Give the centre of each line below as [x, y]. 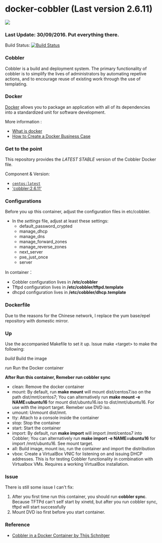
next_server [31, 252]
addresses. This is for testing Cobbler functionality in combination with [82, 459]
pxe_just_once [34, 257]
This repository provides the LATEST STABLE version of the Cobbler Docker [81, 159]
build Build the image [26, 358]
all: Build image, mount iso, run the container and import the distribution [83, 449]
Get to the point [24, 149]
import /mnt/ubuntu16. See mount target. [52, 443]
